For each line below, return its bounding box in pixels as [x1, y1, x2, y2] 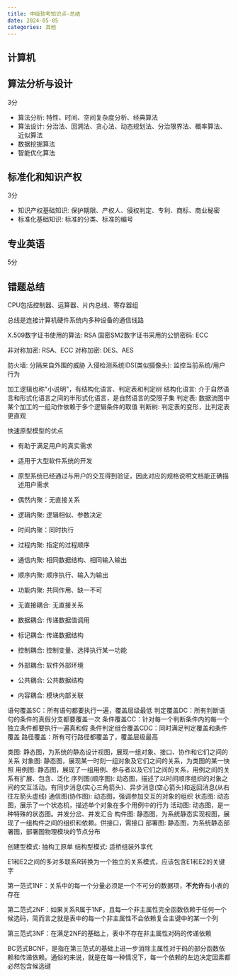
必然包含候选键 [7, 962, 51, 971]
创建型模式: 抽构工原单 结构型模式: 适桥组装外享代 [7, 842, 153, 851]
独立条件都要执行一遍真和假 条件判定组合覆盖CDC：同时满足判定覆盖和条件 [7, 724, 228, 733]
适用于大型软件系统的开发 [17, 457, 93, 465]
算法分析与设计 [7, 78, 73, 90]
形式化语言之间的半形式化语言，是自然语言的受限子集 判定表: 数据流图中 [19, 394, 230, 402]
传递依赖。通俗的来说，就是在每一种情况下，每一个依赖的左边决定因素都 [19, 953, 231, 961]
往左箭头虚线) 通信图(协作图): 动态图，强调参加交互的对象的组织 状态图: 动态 [7, 792, 230, 801]
